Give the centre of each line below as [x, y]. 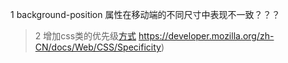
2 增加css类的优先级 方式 [85, 36]
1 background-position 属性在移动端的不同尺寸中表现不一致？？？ [145, 14]
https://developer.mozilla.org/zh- [206, 36]
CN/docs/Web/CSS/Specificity [98, 47]
